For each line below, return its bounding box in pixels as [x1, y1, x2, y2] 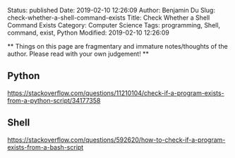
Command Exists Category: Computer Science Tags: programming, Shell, [7, 21, 221, 29]
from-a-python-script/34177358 [7, 96, 101, 104]
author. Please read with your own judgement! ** [7, 49, 150, 58]
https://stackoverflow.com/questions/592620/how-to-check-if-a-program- [7, 135, 226, 144]
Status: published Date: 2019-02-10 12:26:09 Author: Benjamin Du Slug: [7, 6, 215, 14]
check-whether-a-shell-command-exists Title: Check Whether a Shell [7, 13, 210, 22]
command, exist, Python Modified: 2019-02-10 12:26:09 [7, 28, 169, 37]
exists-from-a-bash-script [7, 142, 84, 151]
